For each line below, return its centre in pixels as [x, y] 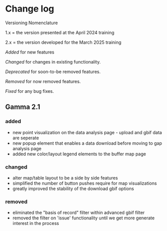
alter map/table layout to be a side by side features [65, 178]
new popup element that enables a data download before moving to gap [87, 143]
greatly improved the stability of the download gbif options [73, 188]
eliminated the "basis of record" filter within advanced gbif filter [78, 213]
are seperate [26, 138]
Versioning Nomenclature [31, 23]
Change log [30, 9]
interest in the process [36, 223]
